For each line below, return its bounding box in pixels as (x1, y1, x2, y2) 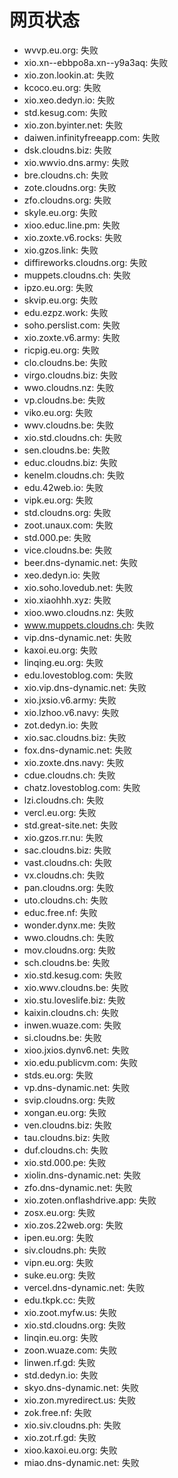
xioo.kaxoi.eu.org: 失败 (23, 1444, 118, 1456)
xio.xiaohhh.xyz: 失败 (23, 594, 112, 606)
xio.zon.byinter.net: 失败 (23, 119, 124, 131)
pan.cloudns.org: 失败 (23, 881, 114, 893)
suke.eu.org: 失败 (23, 1269, 96, 1281)
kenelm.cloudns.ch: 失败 (23, 469, 126, 481)
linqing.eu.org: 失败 (23, 656, 104, 668)
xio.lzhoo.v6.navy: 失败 (23, 706, 120, 718)
